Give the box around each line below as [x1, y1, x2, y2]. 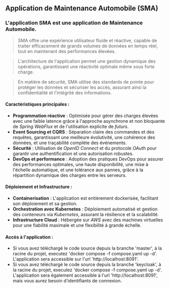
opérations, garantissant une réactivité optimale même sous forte [17, 63, 155, 69]
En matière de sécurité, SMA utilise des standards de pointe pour [17, 78, 154, 85]
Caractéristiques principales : [5, 101, 70, 108]
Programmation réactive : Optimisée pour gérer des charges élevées [12, 112, 159, 119]
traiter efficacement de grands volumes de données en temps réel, [17, 43, 158, 49]
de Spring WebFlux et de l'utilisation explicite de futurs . [12, 123, 129, 129]
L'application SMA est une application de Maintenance [5, 19, 143, 27]
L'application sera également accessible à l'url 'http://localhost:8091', [12, 272, 158, 278]
